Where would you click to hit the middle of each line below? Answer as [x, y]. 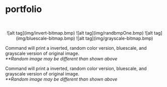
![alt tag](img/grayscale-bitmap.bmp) [115, 38]
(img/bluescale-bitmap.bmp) [46, 38]
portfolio [24, 9]
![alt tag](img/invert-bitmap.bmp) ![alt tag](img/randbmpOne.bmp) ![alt [80, 33]
